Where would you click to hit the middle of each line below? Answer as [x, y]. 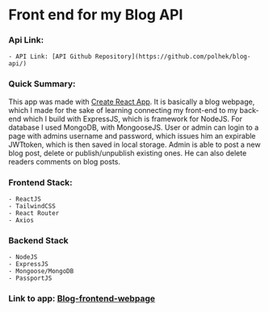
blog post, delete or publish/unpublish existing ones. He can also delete [128, 153]
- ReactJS [25, 199]
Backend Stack [38, 241]
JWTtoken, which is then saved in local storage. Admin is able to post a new [134, 144]
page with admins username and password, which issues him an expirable [132, 135]
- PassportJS [30, 279]
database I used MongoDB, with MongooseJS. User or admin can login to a [134, 127]
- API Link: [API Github [50, 57]
